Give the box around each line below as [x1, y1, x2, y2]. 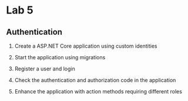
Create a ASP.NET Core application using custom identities [14, 42, 157, 49]
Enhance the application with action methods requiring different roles [14, 88, 182, 95]
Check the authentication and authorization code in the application [14, 77, 176, 83]
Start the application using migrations [14, 54, 106, 60]
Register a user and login [14, 65, 75, 72]
